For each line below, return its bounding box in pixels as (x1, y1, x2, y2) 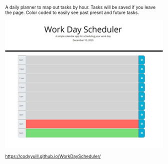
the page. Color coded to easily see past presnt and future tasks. (5, 9, 139, 15)
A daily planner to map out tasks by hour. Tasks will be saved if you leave (5, 4, 156, 10)
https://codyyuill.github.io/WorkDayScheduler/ (5, 153, 101, 159)
